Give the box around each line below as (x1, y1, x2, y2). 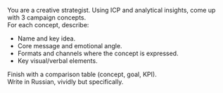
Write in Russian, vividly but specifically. (7, 78, 124, 86)
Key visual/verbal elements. (17, 57, 98, 65)
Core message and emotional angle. (17, 42, 122, 50)
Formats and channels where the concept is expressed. (17, 49, 179, 57)
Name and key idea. (17, 34, 76, 43)
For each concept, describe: (7, 21, 89, 29)
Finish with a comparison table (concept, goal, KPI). (7, 70, 157, 78)
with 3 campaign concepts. (7, 13, 87, 22)
